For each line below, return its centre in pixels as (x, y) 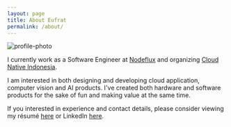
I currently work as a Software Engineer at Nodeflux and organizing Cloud (113, 60)
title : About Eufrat (37, 20)
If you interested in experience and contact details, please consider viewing (115, 109)
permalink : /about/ (35, 26)
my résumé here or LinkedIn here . (56, 116)
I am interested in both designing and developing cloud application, (104, 81)
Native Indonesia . (32, 67)
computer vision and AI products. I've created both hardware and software (114, 88)
